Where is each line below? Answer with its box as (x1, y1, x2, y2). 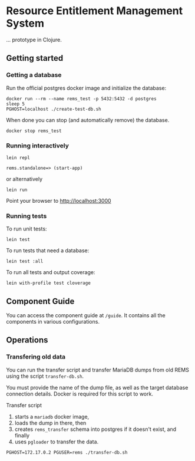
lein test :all (6, 258, 44, 265)
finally (14, 432, 30, 439)
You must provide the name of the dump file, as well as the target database (6, 384, 189, 391)
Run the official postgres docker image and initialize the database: (6, 84, 167, 91)
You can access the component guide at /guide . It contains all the (6, 312, 166, 319)
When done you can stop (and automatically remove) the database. (6, 116, 170, 123)
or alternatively (6, 175, 43, 182)
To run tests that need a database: (6, 247, 90, 254)
